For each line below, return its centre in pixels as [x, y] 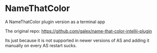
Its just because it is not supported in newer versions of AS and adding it [77, 40]
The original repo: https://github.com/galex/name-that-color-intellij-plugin [78, 31]
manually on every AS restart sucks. [41, 45]
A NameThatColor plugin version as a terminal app [55, 22]
